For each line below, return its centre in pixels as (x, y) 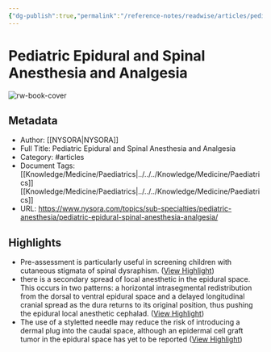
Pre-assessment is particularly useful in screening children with (126, 262)
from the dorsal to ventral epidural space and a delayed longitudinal (132, 296)
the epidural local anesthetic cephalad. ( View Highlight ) (112, 314)
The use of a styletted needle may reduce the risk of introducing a (130, 322)
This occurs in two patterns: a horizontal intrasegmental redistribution (136, 288)
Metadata (33, 121)
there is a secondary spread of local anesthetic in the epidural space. (135, 279)
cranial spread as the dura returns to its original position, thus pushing (136, 305)
